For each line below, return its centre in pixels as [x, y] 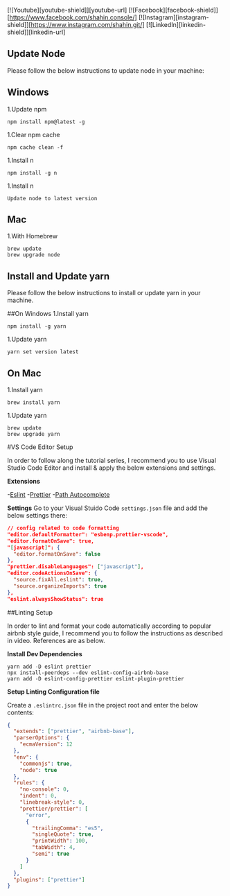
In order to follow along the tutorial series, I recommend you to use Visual [112, 461]
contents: [21, 712]
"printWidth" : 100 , [60, 841]
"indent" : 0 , [38, 796]
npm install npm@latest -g [46, 122]
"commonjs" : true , [46, 764]
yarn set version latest [43, 352]
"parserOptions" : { [42, 738]
